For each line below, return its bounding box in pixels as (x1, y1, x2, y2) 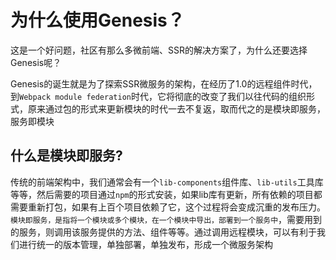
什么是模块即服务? (10, 147, 123, 165)
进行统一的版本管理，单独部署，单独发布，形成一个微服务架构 (18, 238, 273, 250)
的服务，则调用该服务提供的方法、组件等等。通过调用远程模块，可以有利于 (10, 226, 317, 238)
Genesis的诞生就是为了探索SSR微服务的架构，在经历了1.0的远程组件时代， (10, 77, 318, 90)
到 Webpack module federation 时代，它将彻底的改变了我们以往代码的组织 (10, 90, 307, 102)
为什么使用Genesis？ (10, 9, 185, 32)
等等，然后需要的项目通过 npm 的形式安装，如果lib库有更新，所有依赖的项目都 (10, 188, 323, 200)
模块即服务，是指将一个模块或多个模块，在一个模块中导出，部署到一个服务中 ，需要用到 (10, 213, 323, 225)
